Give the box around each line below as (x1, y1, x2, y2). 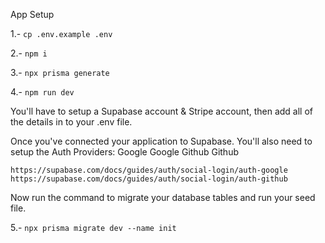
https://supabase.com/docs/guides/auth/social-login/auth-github (10, 174, 288, 184)
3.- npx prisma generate (10, 67, 110, 78)
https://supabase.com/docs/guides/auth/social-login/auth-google (10, 165, 288, 175)
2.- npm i (10, 47, 48, 59)
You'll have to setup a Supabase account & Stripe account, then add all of (10, 105, 314, 117)
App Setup (10, 9, 55, 20)
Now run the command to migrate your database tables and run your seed (10, 192, 316, 203)
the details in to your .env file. (10, 116, 133, 128)
